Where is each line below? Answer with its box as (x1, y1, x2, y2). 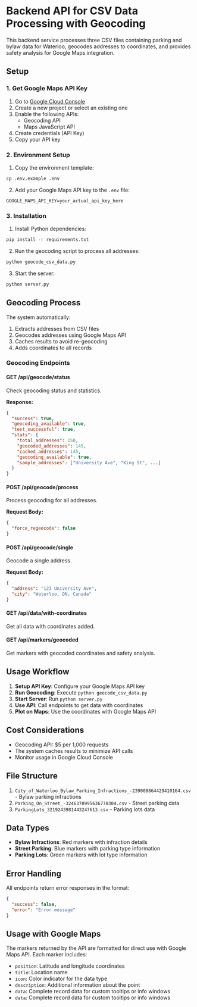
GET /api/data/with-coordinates (6, 609, 87, 617)
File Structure (6, 771, 58, 781)
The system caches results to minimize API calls (14, 747, 133, 754)
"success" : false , (11, 902, 58, 908)
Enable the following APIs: (14, 110, 79, 117)
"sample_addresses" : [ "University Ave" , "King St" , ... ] (17, 459, 161, 465)
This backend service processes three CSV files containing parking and (6, 36, 182, 43)
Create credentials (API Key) (14, 129, 85, 136)
